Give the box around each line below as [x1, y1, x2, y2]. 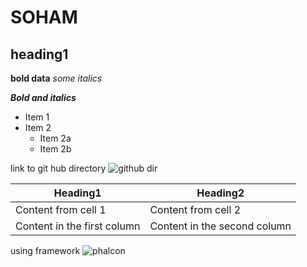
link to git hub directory [10, 162, 107, 174]
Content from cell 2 [149, 203, 242, 216]
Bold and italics [10, 92, 77, 103]
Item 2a [39, 132, 72, 144]
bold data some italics [10, 72, 103, 84]
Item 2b [39, 143, 72, 155]
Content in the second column [149, 219, 292, 233]
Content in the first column [15, 219, 141, 233]
